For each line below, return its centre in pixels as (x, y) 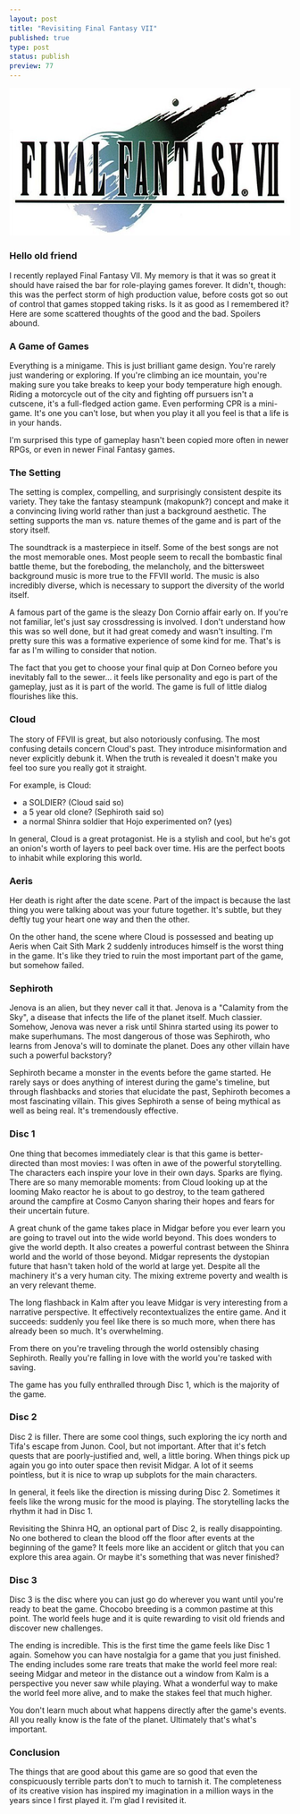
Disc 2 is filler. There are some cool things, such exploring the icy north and (148, 1436)
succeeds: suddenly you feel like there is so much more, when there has (142, 1321)
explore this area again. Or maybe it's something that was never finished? (144, 1556)
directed (25, 1162)
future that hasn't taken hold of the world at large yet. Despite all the (135, 1265)
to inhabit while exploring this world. (76, 857)
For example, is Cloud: (50, 785)
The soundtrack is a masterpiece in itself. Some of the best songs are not (144, 548)
